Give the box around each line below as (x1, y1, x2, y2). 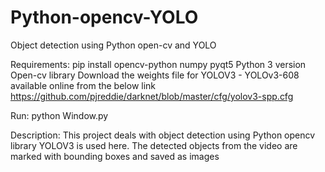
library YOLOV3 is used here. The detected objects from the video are (10, 139, 298, 151)
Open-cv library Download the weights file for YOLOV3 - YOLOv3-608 (10, 69, 300, 81)
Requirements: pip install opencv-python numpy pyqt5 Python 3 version (10, 58, 307, 70)
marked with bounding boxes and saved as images (10, 150, 220, 162)
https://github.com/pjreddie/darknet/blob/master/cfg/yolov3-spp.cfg (10, 90, 294, 102)
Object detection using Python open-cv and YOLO (10, 39, 217, 51)
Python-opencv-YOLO (10, 6, 199, 29)
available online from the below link (10, 79, 157, 91)
